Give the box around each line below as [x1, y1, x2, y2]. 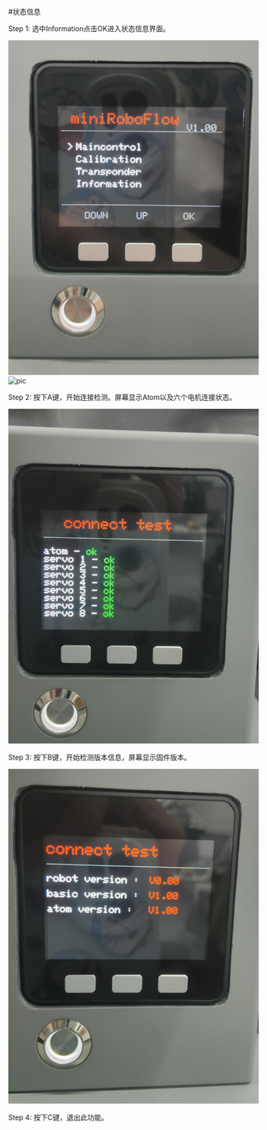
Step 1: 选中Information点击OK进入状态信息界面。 [8, 24, 171, 33]
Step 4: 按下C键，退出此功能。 [8, 1112, 109, 1122]
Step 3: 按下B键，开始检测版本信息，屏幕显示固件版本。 [8, 752, 192, 762]
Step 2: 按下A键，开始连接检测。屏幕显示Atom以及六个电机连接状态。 [8, 393, 237, 402]
